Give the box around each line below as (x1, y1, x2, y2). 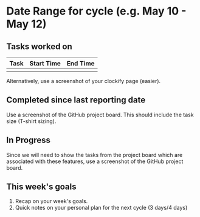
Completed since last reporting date (6, 95, 146, 105)
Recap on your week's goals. (15, 198, 88, 205)
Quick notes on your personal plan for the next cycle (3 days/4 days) (15, 204, 188, 212)
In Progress (6, 135, 50, 145)
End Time (66, 59, 95, 67)
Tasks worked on (6, 41, 73, 52)
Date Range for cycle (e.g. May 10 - (6, 4, 187, 18)
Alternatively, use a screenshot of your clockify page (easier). (6, 78, 161, 84)
